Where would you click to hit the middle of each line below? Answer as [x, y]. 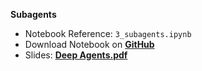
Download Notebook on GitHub [89, 44]
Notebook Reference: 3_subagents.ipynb [108, 33]
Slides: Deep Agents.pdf [76, 55]
